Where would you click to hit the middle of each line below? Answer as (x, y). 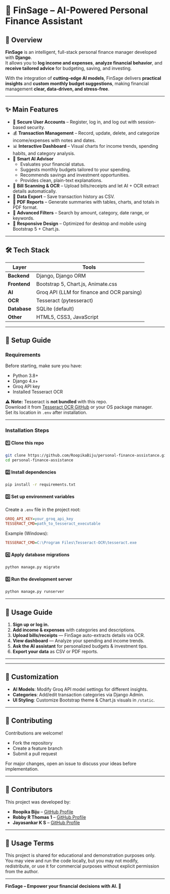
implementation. (22, 769)
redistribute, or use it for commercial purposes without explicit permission (82, 866)
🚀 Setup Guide (28, 341)
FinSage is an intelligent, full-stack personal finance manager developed (81, 52)
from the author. (22, 872)
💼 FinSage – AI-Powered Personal (77, 10)
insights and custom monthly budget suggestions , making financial (77, 84)
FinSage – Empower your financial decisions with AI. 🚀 (63, 886)
